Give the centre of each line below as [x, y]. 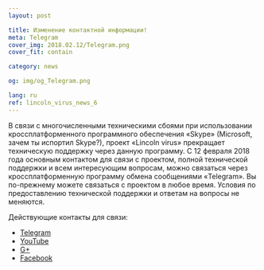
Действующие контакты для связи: [68, 217]
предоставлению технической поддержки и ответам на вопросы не [124, 193]
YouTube [34, 241]
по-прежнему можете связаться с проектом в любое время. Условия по [132, 185]
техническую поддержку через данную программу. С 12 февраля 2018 [129, 151]
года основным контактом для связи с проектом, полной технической [128, 159]
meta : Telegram [33, 37]
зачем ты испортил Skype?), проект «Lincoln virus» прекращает [116, 142]
